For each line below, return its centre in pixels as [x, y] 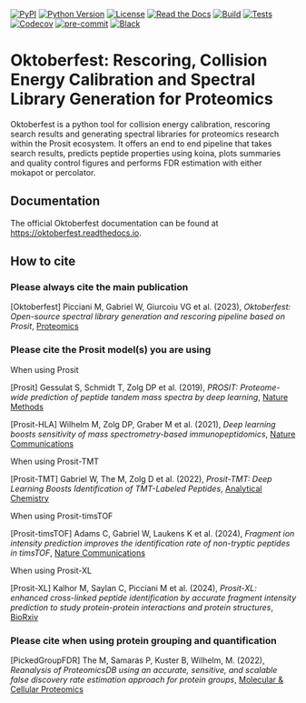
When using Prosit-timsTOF [62, 516]
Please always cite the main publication [99, 287]
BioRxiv [25, 617]
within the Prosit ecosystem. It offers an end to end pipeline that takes [141, 143]
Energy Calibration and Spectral [133, 80]
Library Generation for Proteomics [142, 99]
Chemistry [30, 498]
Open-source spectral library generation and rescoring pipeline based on [148, 316]
